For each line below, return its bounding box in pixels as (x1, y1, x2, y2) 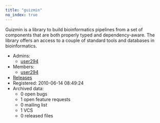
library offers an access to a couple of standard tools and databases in (5, 37, 155, 44)
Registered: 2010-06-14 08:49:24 (12, 80, 84, 86)
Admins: (12, 52, 31, 59)
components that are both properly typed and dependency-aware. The (5, 32, 155, 38)
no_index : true (5, 12, 38, 17)
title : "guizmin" (5, 7, 43, 13)
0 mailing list (20, 101, 48, 108)
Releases (12, 74, 32, 80)
